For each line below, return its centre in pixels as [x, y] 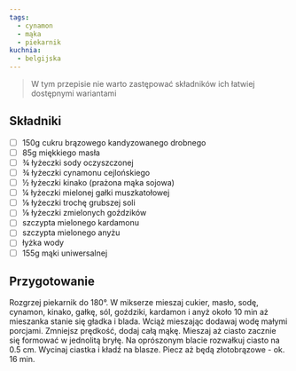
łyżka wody [43, 243]
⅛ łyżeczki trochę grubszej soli [78, 203]
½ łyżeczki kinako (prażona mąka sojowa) [98, 183]
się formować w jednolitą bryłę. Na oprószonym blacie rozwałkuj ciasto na [145, 340]
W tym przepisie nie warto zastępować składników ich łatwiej [143, 84]
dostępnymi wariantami [74, 93]
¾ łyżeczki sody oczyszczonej [78, 162]
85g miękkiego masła [61, 153]
